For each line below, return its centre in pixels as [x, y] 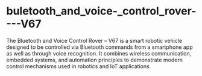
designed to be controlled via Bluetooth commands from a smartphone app [99, 47]
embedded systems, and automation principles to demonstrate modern [94, 60]
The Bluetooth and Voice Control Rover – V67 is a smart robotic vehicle [94, 40]
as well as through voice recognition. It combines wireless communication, [99, 53]
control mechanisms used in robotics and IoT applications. [79, 66]
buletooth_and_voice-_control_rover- [101, 11]
